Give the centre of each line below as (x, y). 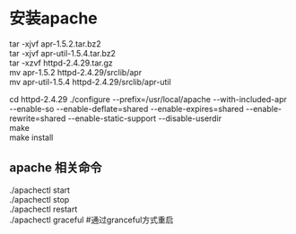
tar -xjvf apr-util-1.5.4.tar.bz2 (63, 53)
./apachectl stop (39, 199)
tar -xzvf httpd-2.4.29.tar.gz (61, 63)
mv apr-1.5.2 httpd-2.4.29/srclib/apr (75, 72)
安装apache (54, 18)
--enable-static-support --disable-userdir (145, 118)
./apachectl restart (44, 209)
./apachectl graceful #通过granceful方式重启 (91, 220)
